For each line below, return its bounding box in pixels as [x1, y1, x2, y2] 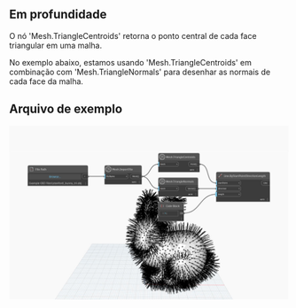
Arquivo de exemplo [9, 102, 122, 117]
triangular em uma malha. [9, 40, 103, 50]
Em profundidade [9, 7, 107, 22]
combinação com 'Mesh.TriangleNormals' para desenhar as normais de [9, 66, 271, 77]
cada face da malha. [9, 75, 84, 87]
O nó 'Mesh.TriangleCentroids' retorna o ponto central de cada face [9, 30, 257, 41]
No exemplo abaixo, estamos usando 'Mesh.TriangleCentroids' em [9, 57, 253, 67]
